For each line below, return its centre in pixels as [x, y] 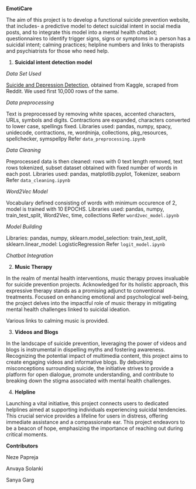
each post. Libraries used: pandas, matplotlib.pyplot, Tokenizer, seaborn [93, 174]
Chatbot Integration [30, 255]
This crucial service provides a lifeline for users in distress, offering [87, 416]
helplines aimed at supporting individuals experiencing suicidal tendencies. [97, 410]
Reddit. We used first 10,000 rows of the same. [62, 91]
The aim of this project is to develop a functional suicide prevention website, [98, 20]
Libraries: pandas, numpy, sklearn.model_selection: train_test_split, [87, 238]
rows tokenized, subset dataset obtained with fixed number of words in [92, 167]
